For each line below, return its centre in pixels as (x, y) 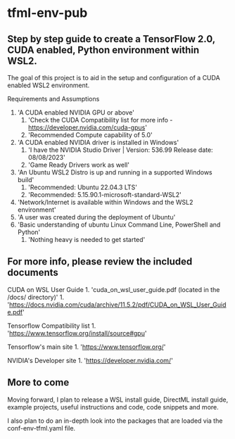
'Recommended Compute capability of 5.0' (90, 135)
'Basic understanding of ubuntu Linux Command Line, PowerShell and (119, 224)
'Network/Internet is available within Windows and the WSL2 (105, 202)
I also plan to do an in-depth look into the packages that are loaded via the (115, 421)
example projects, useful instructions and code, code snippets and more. (113, 407)
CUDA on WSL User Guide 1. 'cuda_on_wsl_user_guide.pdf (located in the (114, 289)
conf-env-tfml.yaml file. (42, 428)
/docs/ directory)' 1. (36, 297)
